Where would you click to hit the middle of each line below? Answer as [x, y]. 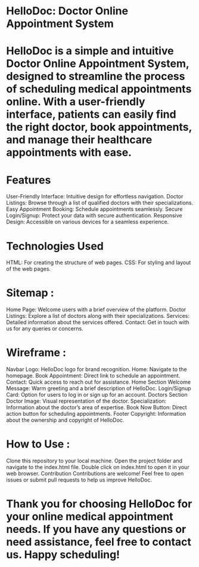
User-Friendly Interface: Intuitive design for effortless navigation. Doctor [95, 197]
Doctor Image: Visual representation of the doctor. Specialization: [86, 401]
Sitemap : [30, 293]
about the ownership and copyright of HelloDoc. [65, 420]
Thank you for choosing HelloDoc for [99, 504]
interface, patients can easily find [91, 114]
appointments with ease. [69, 153]
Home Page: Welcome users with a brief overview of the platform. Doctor [96, 309]
